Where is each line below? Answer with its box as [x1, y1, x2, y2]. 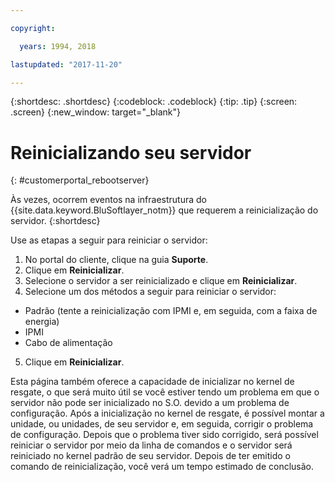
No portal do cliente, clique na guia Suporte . [24, 254, 209, 266]
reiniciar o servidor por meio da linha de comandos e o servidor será [10, 439, 293, 451]
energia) [24, 316, 60, 328]
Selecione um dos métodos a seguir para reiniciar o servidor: [24, 286, 277, 298]
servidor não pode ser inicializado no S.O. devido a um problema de [10, 397, 290, 409]
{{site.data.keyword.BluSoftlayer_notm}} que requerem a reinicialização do [10, 204, 319, 216]
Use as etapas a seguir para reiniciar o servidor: [10, 234, 208, 246]
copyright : [10, 23, 56, 33]
